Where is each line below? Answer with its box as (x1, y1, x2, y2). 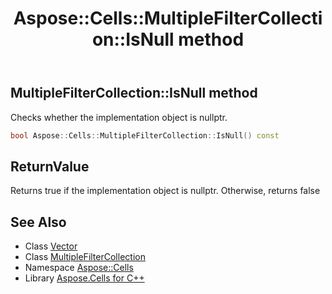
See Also (10, 213, 67, 231)
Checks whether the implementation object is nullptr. (10, 111, 228, 123)
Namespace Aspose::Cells (24, 262, 134, 274)
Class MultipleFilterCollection (24, 251, 146, 263)
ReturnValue (10, 158, 90, 175)
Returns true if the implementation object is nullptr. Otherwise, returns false (10, 185, 321, 197)
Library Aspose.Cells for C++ (24, 272, 145, 284)
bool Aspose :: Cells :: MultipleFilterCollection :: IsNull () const (10, 130, 280, 141)
